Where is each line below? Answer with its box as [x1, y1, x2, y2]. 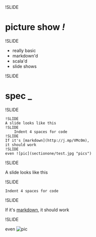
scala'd [12, 58, 27, 64]
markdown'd [12, 53, 38, 59]
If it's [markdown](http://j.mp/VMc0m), [5, 138, 90, 143]
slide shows [12, 63, 37, 69]
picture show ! [5, 22, 65, 33]
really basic [12, 47, 36, 54]
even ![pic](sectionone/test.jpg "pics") [5, 151, 92, 156]
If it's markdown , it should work [5, 207, 69, 213]
